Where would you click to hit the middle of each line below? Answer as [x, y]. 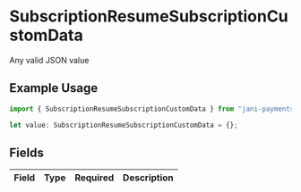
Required [95, 178]
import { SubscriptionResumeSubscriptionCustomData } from [122, 109]
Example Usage [54, 88]
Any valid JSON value [49, 60]
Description [148, 178]
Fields [27, 152]
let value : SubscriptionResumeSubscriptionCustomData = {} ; [124, 125]
